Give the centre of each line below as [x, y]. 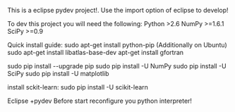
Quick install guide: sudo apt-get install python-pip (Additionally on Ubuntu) [117, 45]
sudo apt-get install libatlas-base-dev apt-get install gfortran [96, 52]
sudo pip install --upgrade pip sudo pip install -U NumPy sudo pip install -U [117, 66]
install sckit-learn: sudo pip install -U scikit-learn [78, 87]
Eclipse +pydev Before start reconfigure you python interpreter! [100, 101]
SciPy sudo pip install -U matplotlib [58, 74]
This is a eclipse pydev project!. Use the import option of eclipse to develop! [118, 10]
